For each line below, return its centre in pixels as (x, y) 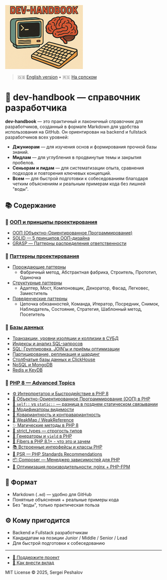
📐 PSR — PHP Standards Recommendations (57, 454)
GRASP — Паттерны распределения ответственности (69, 243)
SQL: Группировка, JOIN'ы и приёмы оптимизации (66, 349)
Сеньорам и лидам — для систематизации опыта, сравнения (78, 168)
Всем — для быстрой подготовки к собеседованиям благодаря (80, 179)
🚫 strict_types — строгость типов (47, 431)
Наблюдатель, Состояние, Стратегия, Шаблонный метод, (81, 309)
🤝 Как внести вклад (33, 563)
